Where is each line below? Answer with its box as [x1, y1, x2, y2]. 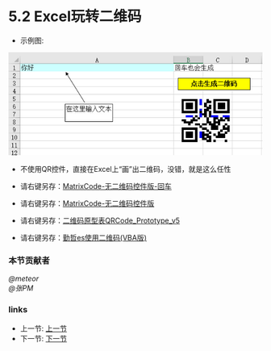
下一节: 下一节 [19, 333, 67, 343]
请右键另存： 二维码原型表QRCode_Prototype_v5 [19, 215, 180, 225]
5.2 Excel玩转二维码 [8, 7, 142, 26]
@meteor [8, 274, 40, 283]
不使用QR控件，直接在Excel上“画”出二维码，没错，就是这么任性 [19, 164, 231, 173]
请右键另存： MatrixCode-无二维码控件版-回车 [19, 181, 172, 190]
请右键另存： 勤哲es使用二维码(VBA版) [19, 232, 148, 242]
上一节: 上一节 [19, 324, 67, 333]
